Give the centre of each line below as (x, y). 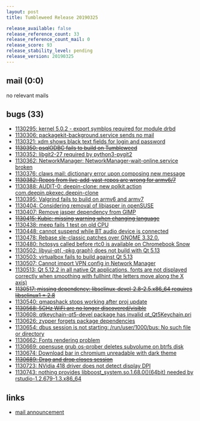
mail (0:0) (25, 81)
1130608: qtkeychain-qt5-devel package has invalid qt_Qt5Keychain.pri (103, 315)
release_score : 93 (29, 45)
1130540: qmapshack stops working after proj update (81, 302)
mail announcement (39, 412)
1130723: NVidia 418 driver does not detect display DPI (83, 366)
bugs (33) (25, 114)
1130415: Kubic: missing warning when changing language (87, 218)
